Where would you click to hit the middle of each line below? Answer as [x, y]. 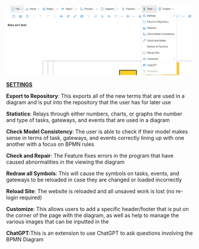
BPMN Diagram [25, 239]
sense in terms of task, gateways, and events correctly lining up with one [95, 138]
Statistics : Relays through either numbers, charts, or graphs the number [94, 114]
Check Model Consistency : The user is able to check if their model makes [97, 131]
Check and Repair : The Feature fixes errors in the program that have [90, 155]
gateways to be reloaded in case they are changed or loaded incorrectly [94, 180]
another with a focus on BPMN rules [50, 144]
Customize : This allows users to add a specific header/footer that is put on [98, 209]
